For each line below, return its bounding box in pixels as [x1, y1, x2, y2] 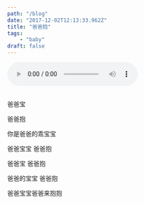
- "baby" [19, 36, 45, 43]
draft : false [7, 43, 45, 50]
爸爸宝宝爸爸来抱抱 [7, 189, 63, 197]
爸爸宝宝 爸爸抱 [7, 145, 52, 152]
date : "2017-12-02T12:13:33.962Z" [7, 17, 108, 24]
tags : [7, 29, 23, 37]
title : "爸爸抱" [7, 23, 51, 30]
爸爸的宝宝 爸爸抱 [7, 174, 58, 182]
